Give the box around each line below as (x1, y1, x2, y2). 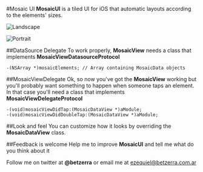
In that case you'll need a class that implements (6, 88, 125, 96)
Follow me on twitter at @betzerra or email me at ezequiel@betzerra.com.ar (6, 159, 197, 166)
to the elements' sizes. (6, 12, 63, 19)
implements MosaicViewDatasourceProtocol (6, 53, 120, 60)
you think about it (6, 147, 50, 154)
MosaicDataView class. (6, 129, 66, 136)
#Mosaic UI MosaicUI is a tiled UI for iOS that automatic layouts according (6, 5, 191, 12)
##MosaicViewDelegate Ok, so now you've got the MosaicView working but (6, 76, 197, 82)
